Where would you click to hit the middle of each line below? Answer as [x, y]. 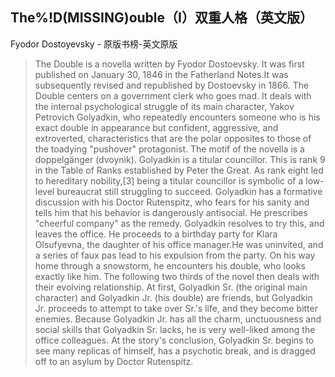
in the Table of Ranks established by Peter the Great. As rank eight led [179, 170]
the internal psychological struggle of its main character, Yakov [164, 106]
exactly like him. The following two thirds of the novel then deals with [177, 276]
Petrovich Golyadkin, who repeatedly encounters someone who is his [177, 117]
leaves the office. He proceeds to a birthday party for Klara [156, 234]
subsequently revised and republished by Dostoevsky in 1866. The [172, 85]
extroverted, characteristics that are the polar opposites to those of [173, 138]
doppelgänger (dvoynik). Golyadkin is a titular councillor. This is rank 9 [180, 159]
